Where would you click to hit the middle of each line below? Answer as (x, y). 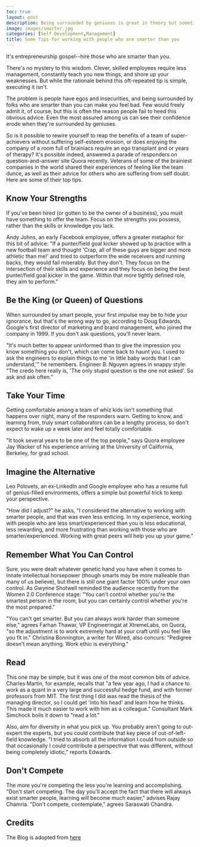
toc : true (18, 12)
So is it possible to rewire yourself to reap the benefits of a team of (88, 135)
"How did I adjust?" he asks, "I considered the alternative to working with (96, 511)
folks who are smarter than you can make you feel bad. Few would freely (95, 105)
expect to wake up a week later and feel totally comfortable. (80, 429)
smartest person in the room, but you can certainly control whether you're (97, 601)
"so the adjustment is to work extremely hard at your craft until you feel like (98, 631)
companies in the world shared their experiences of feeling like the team (95, 167)
